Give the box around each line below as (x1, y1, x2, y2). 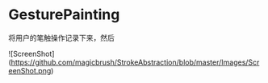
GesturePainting (8, 6, 120, 24)
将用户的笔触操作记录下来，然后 (8, 33, 115, 42)
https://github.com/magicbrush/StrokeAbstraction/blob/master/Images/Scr (10, 57, 260, 67)
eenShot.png (8, 65, 52, 75)
